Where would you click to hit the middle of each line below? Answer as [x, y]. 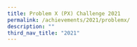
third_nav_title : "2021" [44, 33]
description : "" [31, 26]
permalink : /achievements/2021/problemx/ [69, 20]
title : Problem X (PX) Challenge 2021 [64, 13]
